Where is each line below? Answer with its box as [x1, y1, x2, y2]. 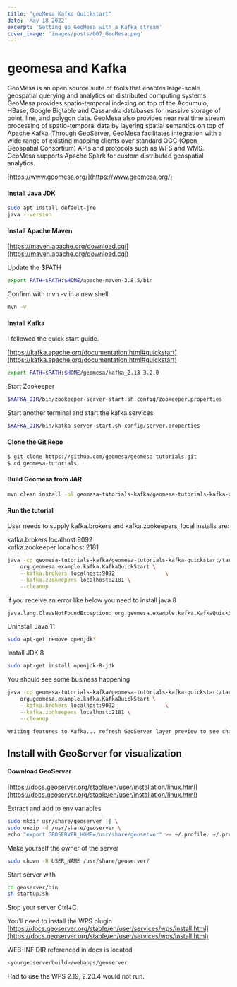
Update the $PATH [7, 263, 61, 272]
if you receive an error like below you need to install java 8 [7, 595, 177, 605]
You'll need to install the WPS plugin [7, 917, 113, 925]
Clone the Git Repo [7, 438, 63, 446]
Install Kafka [7, 319, 45, 327]
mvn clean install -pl [7, 491, 74, 498]
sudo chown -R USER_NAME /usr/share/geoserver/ [7, 857, 150, 865]
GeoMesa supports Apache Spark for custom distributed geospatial [7, 151, 204, 160]
